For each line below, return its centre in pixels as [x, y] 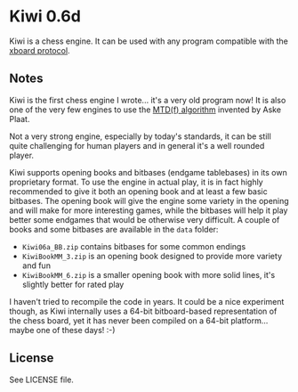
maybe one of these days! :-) [62, 330]
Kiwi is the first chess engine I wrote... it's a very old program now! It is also [148, 100]
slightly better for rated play [73, 284]
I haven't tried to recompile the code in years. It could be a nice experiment [147, 301]
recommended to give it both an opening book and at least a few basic [139, 191]
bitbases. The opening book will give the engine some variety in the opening [149, 200]
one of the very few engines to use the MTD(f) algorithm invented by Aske [145, 110]
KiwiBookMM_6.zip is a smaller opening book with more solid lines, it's [149, 274]
